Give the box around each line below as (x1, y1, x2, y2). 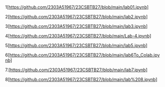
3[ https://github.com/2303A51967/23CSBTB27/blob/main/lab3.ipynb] (5, 23, 148, 29)
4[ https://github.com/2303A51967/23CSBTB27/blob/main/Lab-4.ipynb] (5, 33, 152, 39)
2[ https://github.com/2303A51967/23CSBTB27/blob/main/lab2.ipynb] (5, 14, 148, 19)
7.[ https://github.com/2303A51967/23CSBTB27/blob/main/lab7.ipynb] (5, 67, 148, 73)
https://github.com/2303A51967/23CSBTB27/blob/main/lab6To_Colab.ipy (9, 52, 160, 58)
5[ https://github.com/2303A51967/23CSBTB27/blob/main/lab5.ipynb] (5, 43, 148, 48)
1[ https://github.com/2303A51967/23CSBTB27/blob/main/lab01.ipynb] (5, 4, 149, 10)
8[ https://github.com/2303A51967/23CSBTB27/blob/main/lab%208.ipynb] (5, 77, 158, 82)
